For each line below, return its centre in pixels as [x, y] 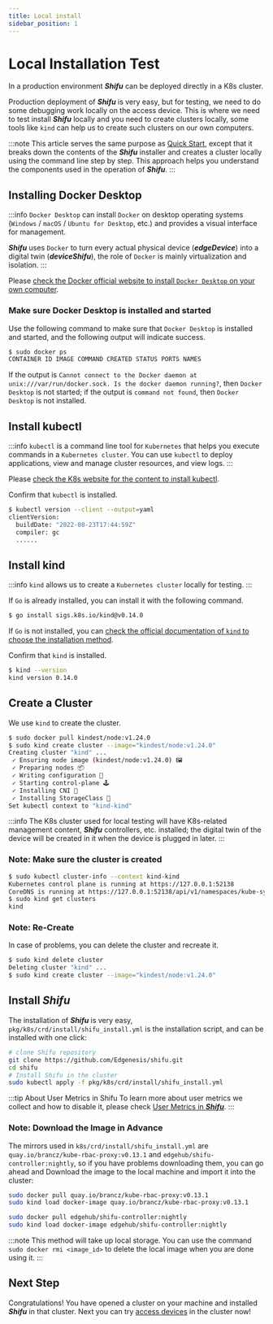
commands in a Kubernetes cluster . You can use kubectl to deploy [121, 455]
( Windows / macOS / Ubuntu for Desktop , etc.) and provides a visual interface [133, 224]
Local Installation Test [84, 64]
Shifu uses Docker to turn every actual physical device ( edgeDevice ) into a [134, 248]
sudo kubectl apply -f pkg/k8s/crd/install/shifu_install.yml [116, 1082]
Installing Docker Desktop [75, 195]
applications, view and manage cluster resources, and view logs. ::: [121, 464]
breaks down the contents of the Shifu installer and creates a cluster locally [135, 152]
